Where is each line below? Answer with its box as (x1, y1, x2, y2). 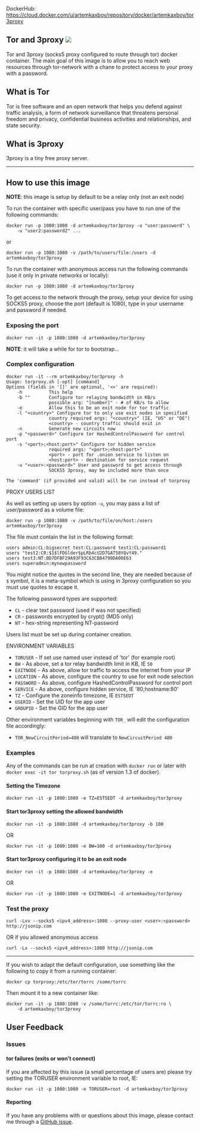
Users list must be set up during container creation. (6, 630, 132, 638)
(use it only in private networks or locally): (6, 272, 110, 279)
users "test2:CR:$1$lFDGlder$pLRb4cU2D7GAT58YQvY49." (6, 550, 143, 556)
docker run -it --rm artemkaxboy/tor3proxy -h (6, 373, 124, 380)
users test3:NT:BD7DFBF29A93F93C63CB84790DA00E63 (6, 555, 132, 561)
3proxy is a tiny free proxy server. (6, 155, 89, 162)
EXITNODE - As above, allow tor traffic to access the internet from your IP (14, 666, 191, 673)
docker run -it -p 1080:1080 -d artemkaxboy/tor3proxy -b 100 (6, 821, 164, 827)
